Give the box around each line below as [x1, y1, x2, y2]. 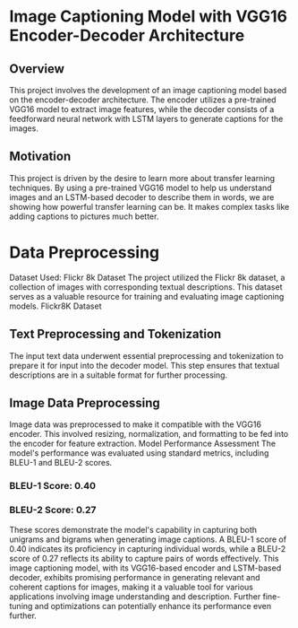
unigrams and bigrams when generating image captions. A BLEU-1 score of [9, 534, 287, 545]
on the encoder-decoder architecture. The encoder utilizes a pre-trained [9, 94, 277, 105]
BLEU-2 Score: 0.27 [9, 504, 97, 517]
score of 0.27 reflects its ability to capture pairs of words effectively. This [9, 553, 279, 563]
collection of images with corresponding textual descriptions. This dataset [9, 281, 283, 292]
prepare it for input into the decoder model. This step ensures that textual [9, 360, 280, 371]
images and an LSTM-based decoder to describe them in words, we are [9, 191, 275, 203]
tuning [9, 600, 33, 611]
